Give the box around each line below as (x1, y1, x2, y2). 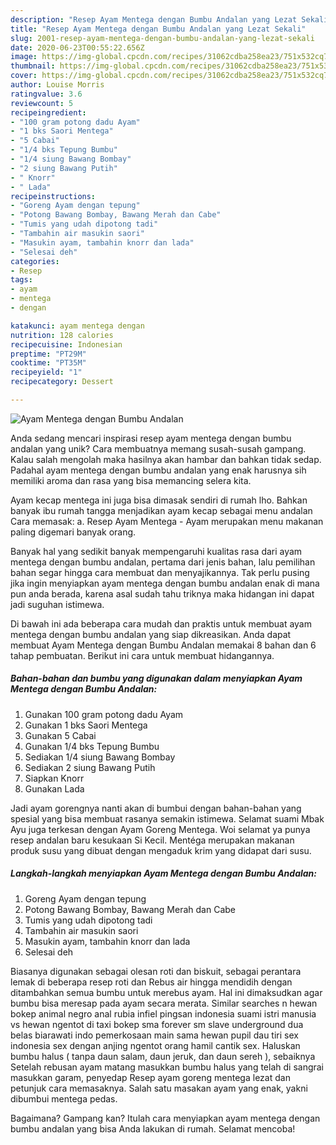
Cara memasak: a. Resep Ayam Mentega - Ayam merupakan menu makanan (10, 515, 324, 527)
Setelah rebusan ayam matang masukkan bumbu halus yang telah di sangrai (10, 1061, 325, 1073)
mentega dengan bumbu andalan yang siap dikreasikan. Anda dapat (10, 628, 292, 640)
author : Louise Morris (10, 80, 105, 90)
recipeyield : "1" (10, 367, 83, 378)
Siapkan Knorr (24, 772, 85, 784)
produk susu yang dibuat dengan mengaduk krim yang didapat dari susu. (10, 844, 312, 856)
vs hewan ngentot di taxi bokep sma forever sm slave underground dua (10, 1018, 304, 1030)
